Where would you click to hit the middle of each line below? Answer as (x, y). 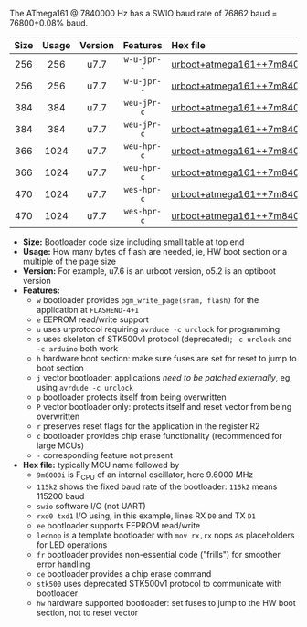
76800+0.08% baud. (49, 23)
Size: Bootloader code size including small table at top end (133, 242)
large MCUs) (60, 445)
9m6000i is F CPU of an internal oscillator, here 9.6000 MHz (145, 475)
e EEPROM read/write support (92, 319)
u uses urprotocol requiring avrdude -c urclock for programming (158, 329)
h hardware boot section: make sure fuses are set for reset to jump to (166, 358)
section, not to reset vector (87, 612)
